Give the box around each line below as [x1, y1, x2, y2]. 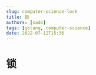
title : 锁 [6, 14, 29, 20]
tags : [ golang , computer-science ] [6, 25, 91, 31]
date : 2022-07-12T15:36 [6, 30, 65, 36]
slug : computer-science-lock [6, 8, 78, 15]
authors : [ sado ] [6, 19, 46, 25]
